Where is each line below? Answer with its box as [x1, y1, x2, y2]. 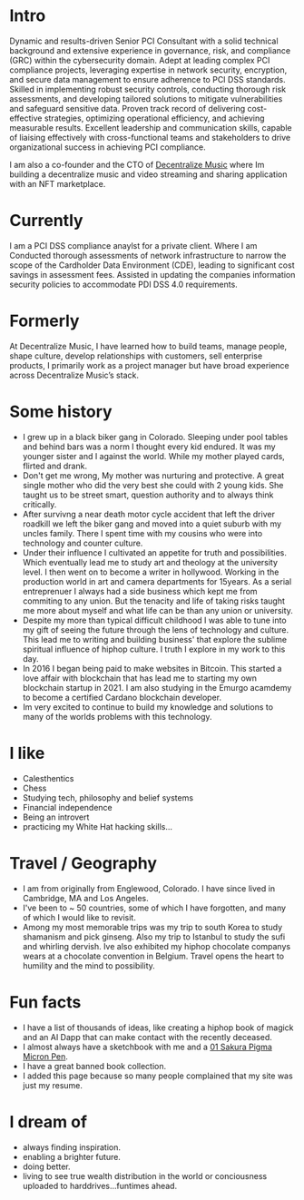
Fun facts [9, 991, 82, 1012]
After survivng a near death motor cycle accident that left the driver [22, 508, 275, 519]
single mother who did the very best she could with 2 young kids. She [22, 479, 284, 490]
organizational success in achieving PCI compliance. [9, 142, 206, 152]
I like [9, 743, 45, 763]
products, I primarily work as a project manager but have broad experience [9, 359, 290, 370]
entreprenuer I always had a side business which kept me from [22, 585, 258, 596]
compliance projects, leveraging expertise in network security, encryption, [9, 64, 288, 75]
